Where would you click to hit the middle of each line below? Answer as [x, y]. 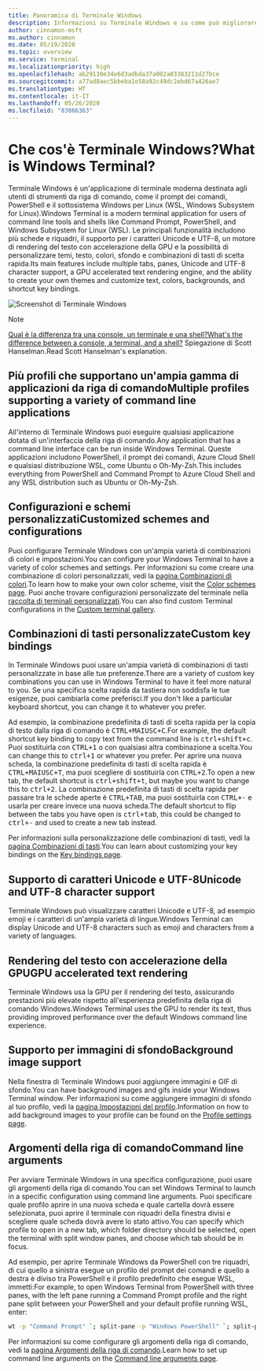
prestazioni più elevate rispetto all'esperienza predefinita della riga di [120, 1000]
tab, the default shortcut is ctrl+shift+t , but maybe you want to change [129, 781]
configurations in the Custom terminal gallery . [82, 609]
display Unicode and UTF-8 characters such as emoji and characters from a [131, 927]
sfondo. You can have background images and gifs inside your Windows [124, 1090]
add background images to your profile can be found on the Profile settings [130, 1115]
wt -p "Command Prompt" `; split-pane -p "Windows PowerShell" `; [119, 1326]
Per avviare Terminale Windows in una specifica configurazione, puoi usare [130, 1180]
